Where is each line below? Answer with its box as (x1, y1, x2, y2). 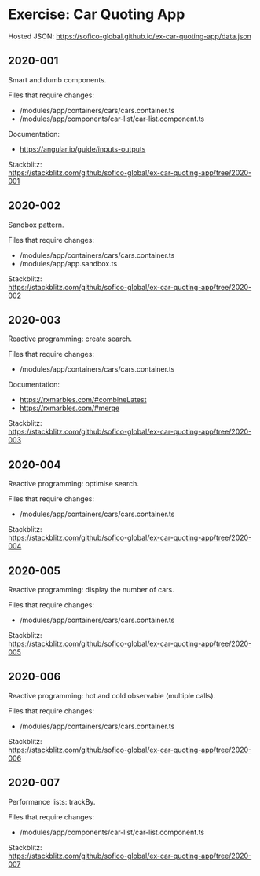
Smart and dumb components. (8, 75, 107, 84)
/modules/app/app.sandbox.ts (19, 258, 118, 268)
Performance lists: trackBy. (8, 797, 96, 806)
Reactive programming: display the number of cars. (8, 585, 174, 594)
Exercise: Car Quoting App (8, 5, 185, 24)
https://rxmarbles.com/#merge (19, 403, 120, 413)
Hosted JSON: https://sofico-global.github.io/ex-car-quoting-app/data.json (8, 31, 251, 41)
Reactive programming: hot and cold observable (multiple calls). (8, 691, 216, 700)
